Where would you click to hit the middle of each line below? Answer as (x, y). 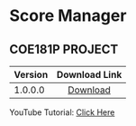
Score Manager (68, 16)
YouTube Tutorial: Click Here (62, 112)
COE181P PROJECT (64, 49)
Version (31, 75)
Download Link (90, 75)
